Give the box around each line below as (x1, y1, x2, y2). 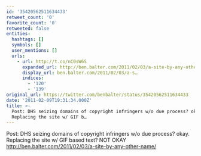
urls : (11, 53, 26, 59)
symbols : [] (11, 42, 42, 48)
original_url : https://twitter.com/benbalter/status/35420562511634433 (6, 92, 188, 98)
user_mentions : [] (11, 48, 58, 54)
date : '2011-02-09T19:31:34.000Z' (6, 97, 93, 103)
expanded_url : (22, 64, 58, 70)
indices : (22, 75, 44, 81)
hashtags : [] (11, 36, 44, 42)
